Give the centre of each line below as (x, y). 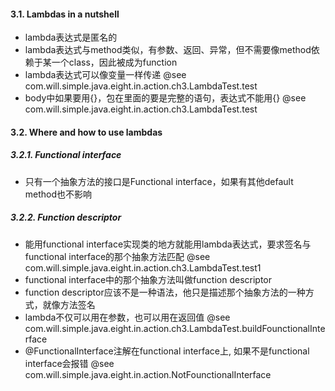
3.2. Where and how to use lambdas (86, 132)
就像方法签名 (69, 304)
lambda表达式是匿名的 (71, 37)
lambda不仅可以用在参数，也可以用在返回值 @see (127, 317)
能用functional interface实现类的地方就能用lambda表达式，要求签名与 (168, 244)
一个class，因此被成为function (114, 62)
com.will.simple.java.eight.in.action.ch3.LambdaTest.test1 (143, 267)
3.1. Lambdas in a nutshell (65, 14)
